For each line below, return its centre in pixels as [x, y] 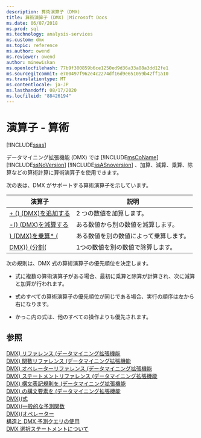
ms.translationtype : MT [36, 79]
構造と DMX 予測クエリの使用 [43, 421]
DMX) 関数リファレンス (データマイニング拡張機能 [69, 361]
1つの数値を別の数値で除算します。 [126, 247]
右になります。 [33, 304]
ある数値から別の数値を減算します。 [127, 224]
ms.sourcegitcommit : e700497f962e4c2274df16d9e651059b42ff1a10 [88, 74]
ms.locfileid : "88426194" [39, 96]
